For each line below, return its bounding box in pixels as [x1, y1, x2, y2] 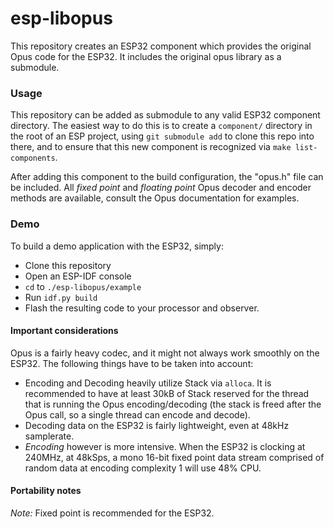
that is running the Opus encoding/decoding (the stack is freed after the [24, 398, 322, 410]
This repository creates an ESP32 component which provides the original [10, 40, 312, 52]
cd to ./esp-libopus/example [24, 280, 142, 292]
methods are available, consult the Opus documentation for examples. [10, 192, 300, 204]
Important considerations [10, 325, 119, 337]
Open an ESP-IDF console [24, 270, 132, 282]
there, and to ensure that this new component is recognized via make [10, 141, 292, 153]
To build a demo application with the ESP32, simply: [10, 240, 224, 252]
